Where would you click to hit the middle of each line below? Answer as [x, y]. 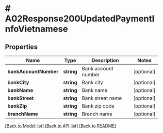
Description [105, 60]
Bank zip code [98, 106]
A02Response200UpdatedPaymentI [80, 19]
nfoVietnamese [37, 29]
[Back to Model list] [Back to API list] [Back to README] [61, 126]
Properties [21, 47]
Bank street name [102, 98]
